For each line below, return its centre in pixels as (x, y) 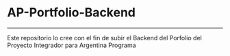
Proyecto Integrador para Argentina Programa (72, 45)
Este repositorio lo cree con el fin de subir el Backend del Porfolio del (104, 38)
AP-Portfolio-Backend (71, 13)
